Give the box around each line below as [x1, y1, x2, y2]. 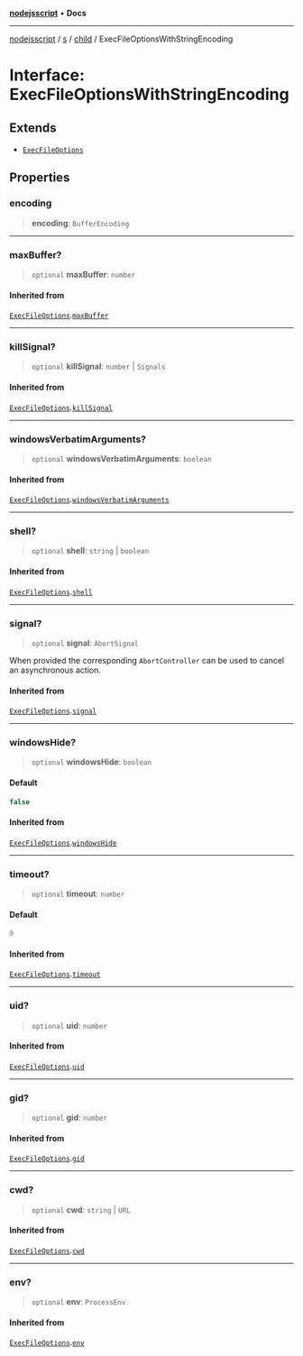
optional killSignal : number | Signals [31, 361, 166, 372]
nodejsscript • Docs [9, 8, 87, 18]
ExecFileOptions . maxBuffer [9, 310, 109, 321]
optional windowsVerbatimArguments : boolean [31, 453, 212, 463]
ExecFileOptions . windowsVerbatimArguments [9, 494, 170, 505]
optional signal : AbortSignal [31, 637, 139, 648]
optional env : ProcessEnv [31, 1296, 126, 1307]
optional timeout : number [31, 888, 125, 900]
